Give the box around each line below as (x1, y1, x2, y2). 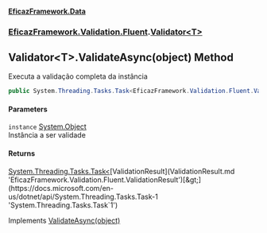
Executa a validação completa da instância (8, 72, 149, 81)
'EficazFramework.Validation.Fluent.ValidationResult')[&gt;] (8, 175, 201, 184)
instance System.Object (8, 122, 87, 131)
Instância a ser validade (8, 130, 86, 140)
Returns (8, 149, 36, 158)
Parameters (8, 104, 48, 114)
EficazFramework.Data (8, 6, 86, 16)
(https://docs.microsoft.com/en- (8, 183, 114, 192)
